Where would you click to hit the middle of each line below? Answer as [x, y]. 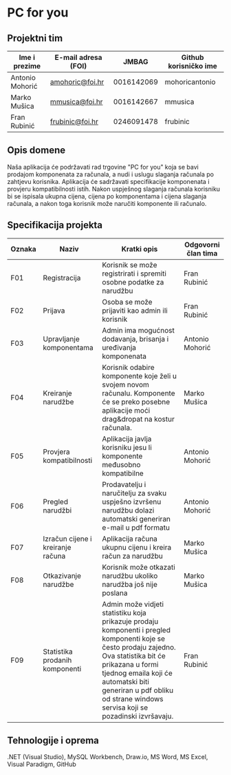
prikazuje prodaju [130, 621]
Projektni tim [35, 38]
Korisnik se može [130, 265]
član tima [202, 253]
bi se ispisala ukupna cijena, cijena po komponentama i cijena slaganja [107, 196]
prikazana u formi [130, 664]
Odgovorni [202, 245]
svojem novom [126, 384]
